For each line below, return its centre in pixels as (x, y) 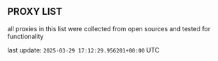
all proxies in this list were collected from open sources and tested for (109, 28)
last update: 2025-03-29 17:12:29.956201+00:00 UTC (84, 50)
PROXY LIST (35, 12)
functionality (25, 36)
